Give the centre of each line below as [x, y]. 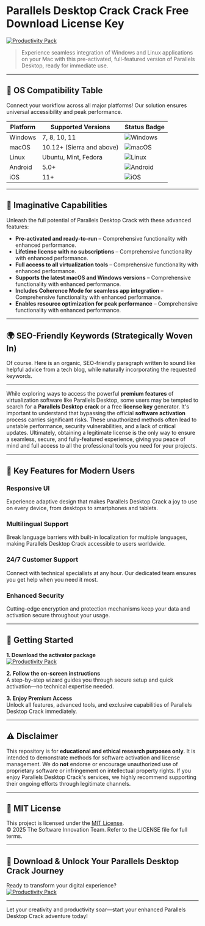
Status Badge [145, 127]
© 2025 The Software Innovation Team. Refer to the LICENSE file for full [97, 830]
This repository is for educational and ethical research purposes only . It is [101, 751]
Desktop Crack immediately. [42, 711]
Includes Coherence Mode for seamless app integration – [89, 290]
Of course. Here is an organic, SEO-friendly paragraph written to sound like [101, 363]
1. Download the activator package [51, 655]
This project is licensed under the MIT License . [65, 823]
